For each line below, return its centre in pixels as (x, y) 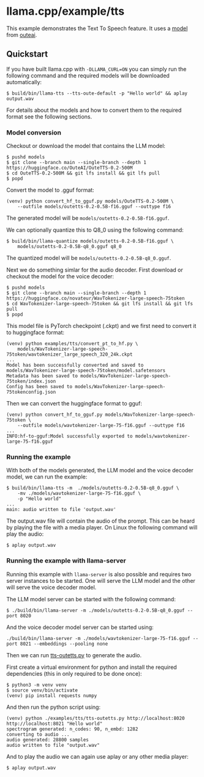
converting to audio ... (38, 734)
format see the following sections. (49, 116)
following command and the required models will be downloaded (88, 76)
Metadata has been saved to (42, 376)
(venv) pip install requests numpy (52, 695)
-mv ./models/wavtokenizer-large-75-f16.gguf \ (79, 494)
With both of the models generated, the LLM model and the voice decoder (100, 470)
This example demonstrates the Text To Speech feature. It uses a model (97, 28)
